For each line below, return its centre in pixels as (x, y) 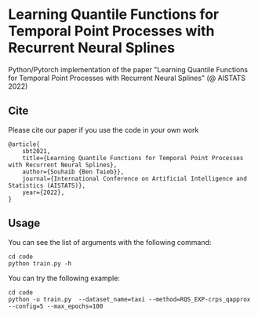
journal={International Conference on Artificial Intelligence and (134, 178)
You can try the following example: (64, 278)
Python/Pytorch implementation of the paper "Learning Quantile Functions (128, 69)
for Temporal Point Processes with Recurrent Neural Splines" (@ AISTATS (127, 78)
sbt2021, (36, 151)
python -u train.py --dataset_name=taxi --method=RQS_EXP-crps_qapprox (129, 299)
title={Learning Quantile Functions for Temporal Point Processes (133, 158)
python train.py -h (40, 263)
